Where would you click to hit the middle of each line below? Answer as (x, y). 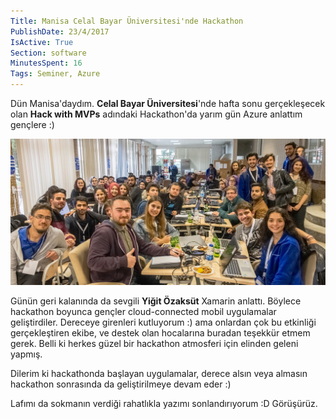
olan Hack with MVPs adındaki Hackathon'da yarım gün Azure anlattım (156, 114)
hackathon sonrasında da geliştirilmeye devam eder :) (121, 384)
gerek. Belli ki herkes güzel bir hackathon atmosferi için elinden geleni (154, 343)
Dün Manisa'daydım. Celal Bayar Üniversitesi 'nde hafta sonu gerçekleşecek (168, 103)
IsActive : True (42, 42)
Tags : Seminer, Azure (55, 74)
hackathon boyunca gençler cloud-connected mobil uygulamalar (143, 311)
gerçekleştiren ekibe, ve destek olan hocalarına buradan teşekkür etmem (160, 332)
